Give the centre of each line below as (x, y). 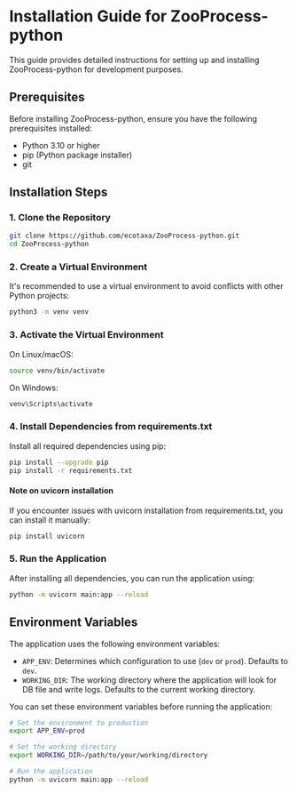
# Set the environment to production (79, 723)
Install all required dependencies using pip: (88, 445)
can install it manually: (50, 520)
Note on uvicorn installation (61, 491)
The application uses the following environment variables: (114, 644)
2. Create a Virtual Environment (78, 267)
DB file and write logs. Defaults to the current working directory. (139, 689)
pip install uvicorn (47, 536)
